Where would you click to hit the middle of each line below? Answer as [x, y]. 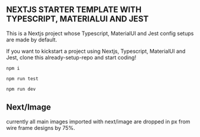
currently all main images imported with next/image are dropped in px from [98, 122]
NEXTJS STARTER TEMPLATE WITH [74, 10]
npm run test [22, 79]
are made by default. [32, 39]
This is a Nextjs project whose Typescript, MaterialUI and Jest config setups [100, 33]
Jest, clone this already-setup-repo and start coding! [71, 57]
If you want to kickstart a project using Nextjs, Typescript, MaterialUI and [96, 51]
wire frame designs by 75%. [41, 128]
